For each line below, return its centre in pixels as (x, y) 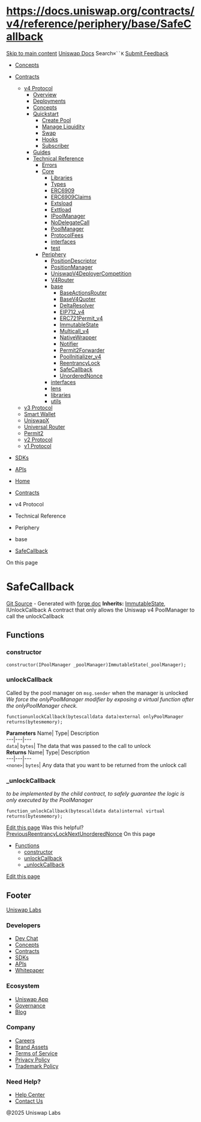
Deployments (49, 101)
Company (21, 1028)
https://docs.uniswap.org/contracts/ (100, 11)
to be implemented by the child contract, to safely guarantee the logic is (95, 794)
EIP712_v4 (72, 311)
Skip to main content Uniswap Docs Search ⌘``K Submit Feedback (88, 53)
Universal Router (44, 427)
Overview (45, 94)
